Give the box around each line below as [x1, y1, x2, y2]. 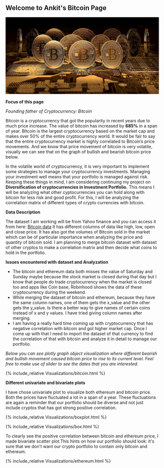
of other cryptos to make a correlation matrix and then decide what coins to [5, 244, 157, 250]
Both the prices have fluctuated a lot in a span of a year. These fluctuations [5, 394, 156, 400]
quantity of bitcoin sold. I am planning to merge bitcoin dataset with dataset [5, 239, 157, 245]
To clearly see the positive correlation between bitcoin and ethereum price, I [5, 433, 159, 439]
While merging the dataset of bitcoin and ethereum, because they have [12, 294, 155, 300]
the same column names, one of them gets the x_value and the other [12, 299, 150, 305]
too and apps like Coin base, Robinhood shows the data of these [12, 284, 143, 290]
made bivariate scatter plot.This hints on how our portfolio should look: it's [5, 438, 155, 444]
